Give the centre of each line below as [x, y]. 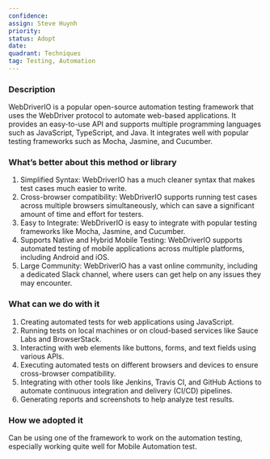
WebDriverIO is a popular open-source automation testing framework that [131, 107]
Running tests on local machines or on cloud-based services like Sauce [139, 330]
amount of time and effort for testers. [82, 215]
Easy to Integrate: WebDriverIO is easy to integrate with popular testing [138, 223]
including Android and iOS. [65, 257]
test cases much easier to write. [73, 189]
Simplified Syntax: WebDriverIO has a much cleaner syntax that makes [137, 180]
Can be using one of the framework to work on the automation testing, [125, 438]
